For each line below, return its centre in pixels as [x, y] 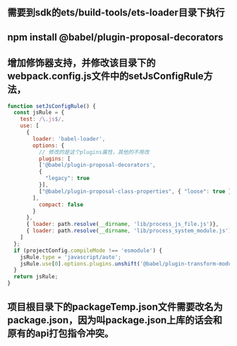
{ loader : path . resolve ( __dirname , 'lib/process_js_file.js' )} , [122, 225]
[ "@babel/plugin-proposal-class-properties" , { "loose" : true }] [136, 191]
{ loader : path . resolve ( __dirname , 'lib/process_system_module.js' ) [129, 231]
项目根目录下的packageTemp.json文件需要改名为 [115, 307]
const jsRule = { [39, 113]
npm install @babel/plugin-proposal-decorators [115, 37]
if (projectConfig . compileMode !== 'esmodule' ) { [88, 250]
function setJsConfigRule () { [52, 106]
